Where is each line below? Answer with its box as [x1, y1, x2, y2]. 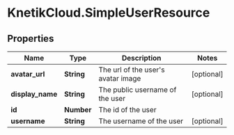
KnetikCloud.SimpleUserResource [7, 5, 210, 21]
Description [121, 54, 162, 63]
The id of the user [98, 105, 157, 114]
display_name [10, 89, 58, 99]
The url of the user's [98, 65, 165, 74]
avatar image [98, 74, 141, 83]
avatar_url [10, 70, 45, 79]
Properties [7, 33, 54, 45]
